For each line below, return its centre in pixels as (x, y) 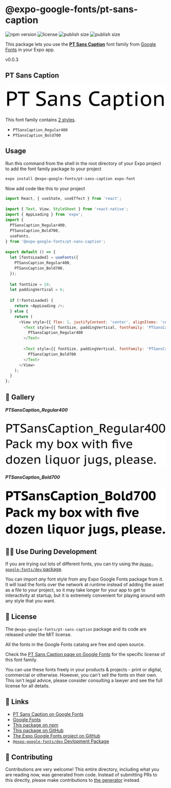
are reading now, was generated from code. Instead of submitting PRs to (81, 775)
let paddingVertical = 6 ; (37, 290)
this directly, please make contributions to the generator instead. (73, 780)
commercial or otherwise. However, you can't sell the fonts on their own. (81, 675)
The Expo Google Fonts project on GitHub (56, 736)
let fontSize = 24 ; (31, 284)
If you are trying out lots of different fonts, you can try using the (72, 564)
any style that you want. (31, 601)
